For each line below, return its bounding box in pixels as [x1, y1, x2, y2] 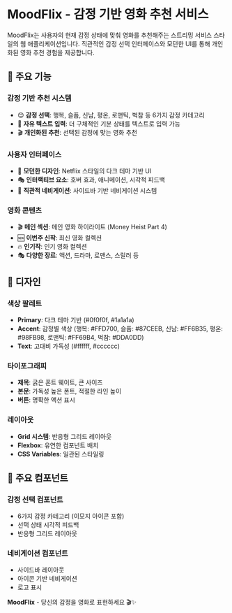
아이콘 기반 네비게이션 [17, 575, 78, 583]
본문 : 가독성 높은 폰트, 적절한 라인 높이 [17, 387, 122, 396]
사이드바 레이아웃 [17, 565, 65, 574]
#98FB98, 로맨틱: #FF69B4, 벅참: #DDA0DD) [17, 333, 144, 341]
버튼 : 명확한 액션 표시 [17, 396, 75, 404]
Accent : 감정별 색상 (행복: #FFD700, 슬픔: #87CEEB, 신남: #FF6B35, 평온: [17, 324, 223, 333]
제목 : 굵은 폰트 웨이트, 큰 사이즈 [17, 378, 103, 387]
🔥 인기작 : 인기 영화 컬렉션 [17, 243, 87, 251]
